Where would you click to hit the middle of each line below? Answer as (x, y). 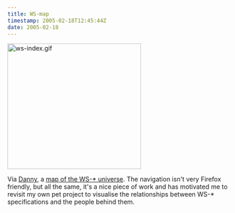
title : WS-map (28, 14)
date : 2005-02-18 (33, 27)
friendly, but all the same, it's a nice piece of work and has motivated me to (117, 187)
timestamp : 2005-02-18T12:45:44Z (57, 21)
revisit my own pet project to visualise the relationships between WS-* (111, 194)
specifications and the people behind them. (71, 202)
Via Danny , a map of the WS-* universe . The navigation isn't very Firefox (114, 180)
